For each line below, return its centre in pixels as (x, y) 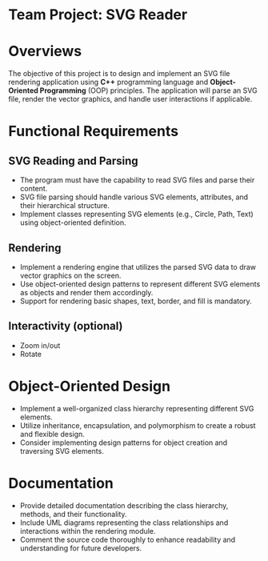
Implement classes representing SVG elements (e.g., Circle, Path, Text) (136, 214)
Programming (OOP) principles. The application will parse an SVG (148, 90)
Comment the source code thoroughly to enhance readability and (128, 539)
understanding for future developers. (81, 548)
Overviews (45, 52)
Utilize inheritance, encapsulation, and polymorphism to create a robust (138, 425)
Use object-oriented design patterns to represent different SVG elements (140, 284)
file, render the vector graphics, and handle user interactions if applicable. (130, 99)
